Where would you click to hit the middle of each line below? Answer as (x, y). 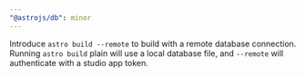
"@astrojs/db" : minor (51, 18)
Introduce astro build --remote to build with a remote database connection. (153, 43)
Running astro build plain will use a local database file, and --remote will (147, 53)
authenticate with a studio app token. (79, 63)
